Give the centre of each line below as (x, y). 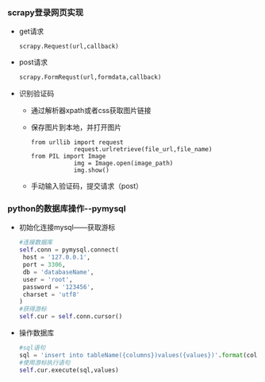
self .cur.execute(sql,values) (69, 370)
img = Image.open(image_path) (123, 164)
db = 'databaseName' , (58, 272)
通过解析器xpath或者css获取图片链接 (91, 111)
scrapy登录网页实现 (46, 12)
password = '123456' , (58, 287)
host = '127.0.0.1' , (57, 257)
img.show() (92, 170)
